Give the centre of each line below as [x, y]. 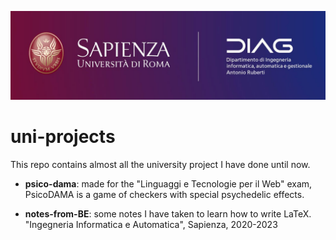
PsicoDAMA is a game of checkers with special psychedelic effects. [164, 194]
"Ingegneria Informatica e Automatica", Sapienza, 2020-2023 [151, 224]
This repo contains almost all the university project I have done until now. [160, 164]
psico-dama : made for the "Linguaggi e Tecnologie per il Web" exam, [168, 183]
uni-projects [63, 136]
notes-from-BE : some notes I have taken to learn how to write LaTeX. [168, 213]
